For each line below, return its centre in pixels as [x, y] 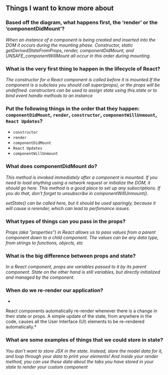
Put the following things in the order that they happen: [73, 108]
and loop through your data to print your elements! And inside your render [82, 356]
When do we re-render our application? [54, 290]
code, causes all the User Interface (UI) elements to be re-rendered [75, 322]
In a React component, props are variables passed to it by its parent [76, 267]
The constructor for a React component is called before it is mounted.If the [83, 79]
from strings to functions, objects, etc [44, 243]
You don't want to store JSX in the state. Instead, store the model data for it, [84, 351]
